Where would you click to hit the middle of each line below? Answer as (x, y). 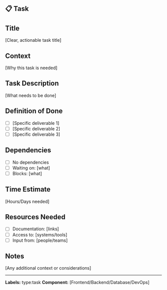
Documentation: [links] (36, 229)
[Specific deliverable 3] (36, 134)
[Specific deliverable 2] (36, 128)
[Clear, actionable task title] (33, 40)
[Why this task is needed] (31, 68)
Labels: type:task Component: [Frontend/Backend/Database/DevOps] (78, 283)
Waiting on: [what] (31, 168)
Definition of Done (34, 111)
